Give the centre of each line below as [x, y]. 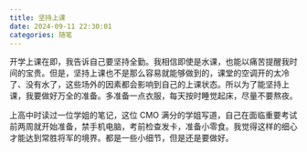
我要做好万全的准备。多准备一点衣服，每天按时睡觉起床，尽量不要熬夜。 [161, 96]
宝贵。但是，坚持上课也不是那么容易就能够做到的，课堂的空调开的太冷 [157, 73]
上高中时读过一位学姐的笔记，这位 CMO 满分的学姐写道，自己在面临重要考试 [153, 116]
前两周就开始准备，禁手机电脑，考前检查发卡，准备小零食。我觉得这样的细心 [153, 127]
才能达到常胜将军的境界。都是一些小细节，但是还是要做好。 [122, 138]
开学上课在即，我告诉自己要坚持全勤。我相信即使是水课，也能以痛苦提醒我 [149, 62]
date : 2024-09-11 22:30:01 [61, 26]
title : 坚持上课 [37, 18]
